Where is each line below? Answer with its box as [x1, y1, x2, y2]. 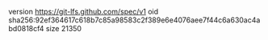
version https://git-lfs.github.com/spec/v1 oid [8, 7, 159, 16]
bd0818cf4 [8, 24, 44, 33]
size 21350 [45, 24, 82, 33]
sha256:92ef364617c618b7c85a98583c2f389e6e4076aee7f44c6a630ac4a [8, 15, 261, 25]
